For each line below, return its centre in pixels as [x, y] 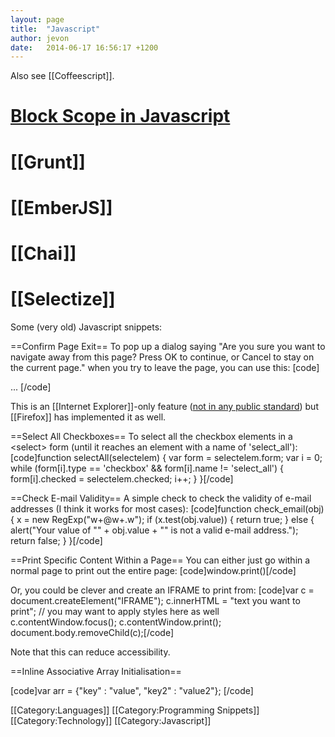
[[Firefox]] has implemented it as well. [88, 417]
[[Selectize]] [63, 299]
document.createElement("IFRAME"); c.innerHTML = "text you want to [155, 600]
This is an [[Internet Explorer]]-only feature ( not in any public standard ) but [164, 406]
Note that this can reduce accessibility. [90, 652]
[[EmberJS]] [61, 207]
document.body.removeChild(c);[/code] [92, 632]
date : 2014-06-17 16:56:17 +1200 [84, 47]
